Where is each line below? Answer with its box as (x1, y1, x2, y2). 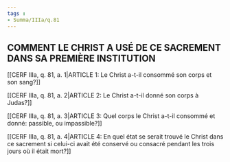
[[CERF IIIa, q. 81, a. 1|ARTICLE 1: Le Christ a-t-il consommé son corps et (7, 71, 212, 79)
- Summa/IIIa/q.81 (7, 16, 60, 23)
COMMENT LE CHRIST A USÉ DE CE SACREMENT (7, 42, 222, 54)
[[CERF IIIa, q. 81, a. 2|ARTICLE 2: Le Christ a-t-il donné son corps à (7, 91, 199, 100)
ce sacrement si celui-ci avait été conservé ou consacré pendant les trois (7, 140, 215, 148)
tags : (7, 10, 26, 17)
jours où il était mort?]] (7, 147, 71, 155)
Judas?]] (7, 99, 32, 107)
